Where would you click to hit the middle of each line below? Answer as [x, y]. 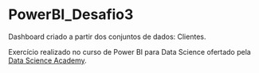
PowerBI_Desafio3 [71, 15]
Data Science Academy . [48, 60]
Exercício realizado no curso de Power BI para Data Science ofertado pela [129, 52]
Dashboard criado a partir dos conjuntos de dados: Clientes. [107, 36]
